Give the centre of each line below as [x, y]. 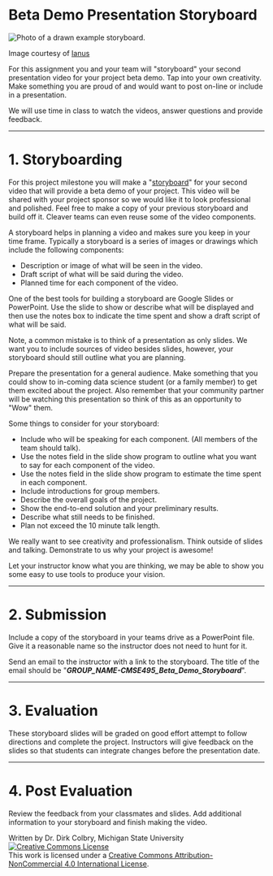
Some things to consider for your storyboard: [84, 423]
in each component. [54, 482]
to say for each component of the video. [87, 465]
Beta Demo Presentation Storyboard [133, 15]
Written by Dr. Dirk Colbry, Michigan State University [96, 838]
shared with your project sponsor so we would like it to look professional [130, 199]
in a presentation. [38, 94]
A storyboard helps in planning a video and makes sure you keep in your [129, 232]
